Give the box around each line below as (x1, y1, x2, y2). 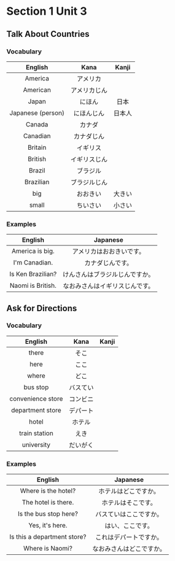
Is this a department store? (9, 533, 87, 541)
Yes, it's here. (28, 521, 68, 530)
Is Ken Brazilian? (9, 270, 57, 279)
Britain (27, 143, 47, 152)
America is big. (11, 247, 55, 255)
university (21, 440, 51, 449)
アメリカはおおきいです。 (72, 247, 146, 256)
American (23, 85, 51, 94)
